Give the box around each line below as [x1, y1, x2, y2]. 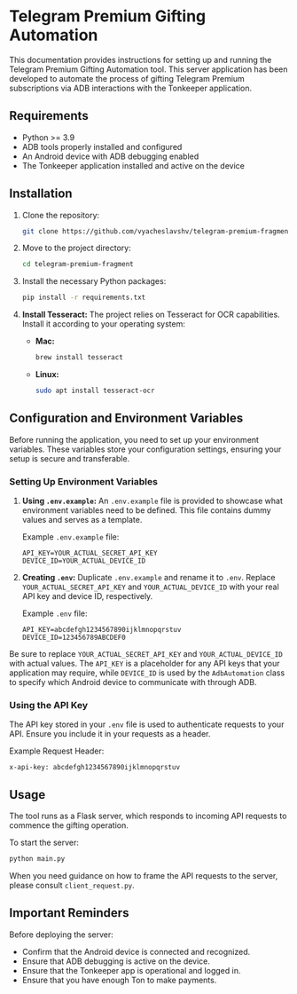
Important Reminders [9, 905, 129, 920]
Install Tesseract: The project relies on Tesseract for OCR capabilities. [21, 309, 281, 320]
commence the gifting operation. [9, 820, 129, 831]
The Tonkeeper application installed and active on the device [21, 160, 246, 170]
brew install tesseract [35, 353, 124, 362]
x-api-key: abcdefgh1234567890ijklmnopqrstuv [9, 763, 180, 772]
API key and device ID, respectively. [21, 591, 153, 602]
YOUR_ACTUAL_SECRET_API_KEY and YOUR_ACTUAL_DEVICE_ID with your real [21, 581, 279, 592]
